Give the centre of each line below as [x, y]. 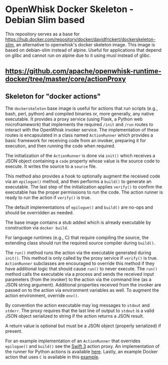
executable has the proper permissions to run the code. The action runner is [84, 192]
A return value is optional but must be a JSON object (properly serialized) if [83, 326]
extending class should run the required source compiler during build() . [80, 243]
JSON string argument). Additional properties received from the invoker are [83, 285]
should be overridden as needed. [39, 213]
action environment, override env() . [42, 295]
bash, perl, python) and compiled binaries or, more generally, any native [80, 114]
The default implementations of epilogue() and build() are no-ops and [79, 207]
